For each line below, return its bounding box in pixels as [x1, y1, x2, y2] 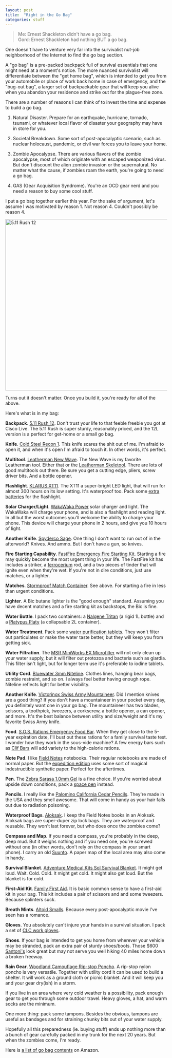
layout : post [5, 7, 33, 13]
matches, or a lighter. [5, 573, 50, 579]
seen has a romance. [5, 912, 50, 918]
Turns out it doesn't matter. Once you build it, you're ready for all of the [5, 395, 156, 401]
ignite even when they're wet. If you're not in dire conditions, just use [5, 567, 151, 573]
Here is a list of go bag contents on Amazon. [5, 1047, 100, 1053]
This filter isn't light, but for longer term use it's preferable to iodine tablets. [5, 660, 164, 667]
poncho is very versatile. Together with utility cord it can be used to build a [5, 969, 163, 975]
